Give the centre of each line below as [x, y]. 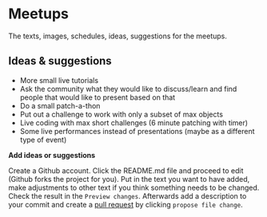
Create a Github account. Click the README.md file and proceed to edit [126, 170]
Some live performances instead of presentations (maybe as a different [137, 131]
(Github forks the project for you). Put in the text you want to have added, [129, 179]
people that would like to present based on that [98, 97]
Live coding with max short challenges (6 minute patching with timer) [134, 122]
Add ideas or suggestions [52, 155]
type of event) [43, 140]
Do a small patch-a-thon [60, 105]
